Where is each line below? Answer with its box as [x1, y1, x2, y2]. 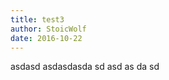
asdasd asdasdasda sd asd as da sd [10, 61, 160, 73]
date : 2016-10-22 [10, 33, 83, 43]
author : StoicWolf [10, 24, 87, 34]
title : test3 [10, 14, 65, 25]
